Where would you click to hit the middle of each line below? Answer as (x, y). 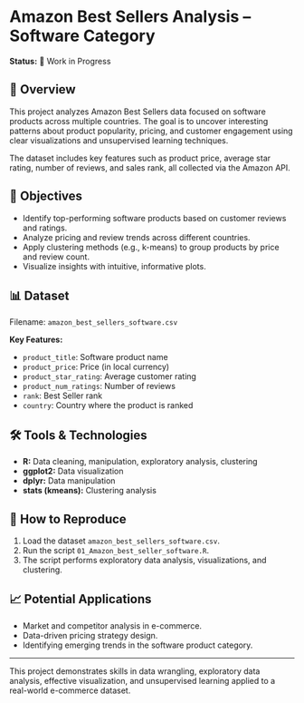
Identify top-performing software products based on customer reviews (154, 218)
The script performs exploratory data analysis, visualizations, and (144, 560)
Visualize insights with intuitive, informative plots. (114, 266)
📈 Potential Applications (81, 599)
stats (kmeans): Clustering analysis (89, 491)
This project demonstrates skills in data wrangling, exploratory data (135, 671)
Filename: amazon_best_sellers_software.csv (94, 322)
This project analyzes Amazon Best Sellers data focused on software (138, 112)
